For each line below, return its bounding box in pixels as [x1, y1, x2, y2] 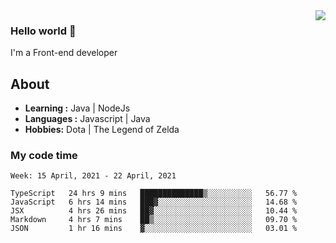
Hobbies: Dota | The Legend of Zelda [24, 124, 180, 136]
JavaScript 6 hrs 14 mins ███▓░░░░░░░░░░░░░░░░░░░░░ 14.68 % [10, 197, 298, 208]
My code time [10, 149, 78, 163]
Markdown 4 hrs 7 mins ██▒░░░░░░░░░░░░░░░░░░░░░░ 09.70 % [10, 215, 298, 225]
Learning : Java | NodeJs [24, 102, 131, 114]
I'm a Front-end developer [10, 47, 118, 59]
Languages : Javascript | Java [24, 113, 151, 125]
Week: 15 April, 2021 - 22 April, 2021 [10, 171, 177, 181]
